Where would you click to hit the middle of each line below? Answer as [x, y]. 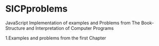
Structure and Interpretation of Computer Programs [59, 28]
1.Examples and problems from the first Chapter [56, 38]
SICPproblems [36, 9]
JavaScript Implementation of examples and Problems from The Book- [80, 23]
